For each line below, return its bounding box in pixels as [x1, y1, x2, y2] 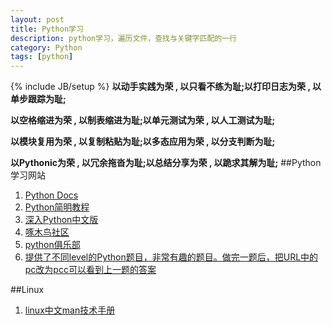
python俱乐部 [24, 239, 81, 251]
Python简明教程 [24, 201, 90, 213]
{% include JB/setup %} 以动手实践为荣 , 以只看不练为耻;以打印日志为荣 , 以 [10, 81, 322, 93]
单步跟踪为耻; [10, 93, 67, 105]
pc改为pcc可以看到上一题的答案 [24, 264, 157, 276]
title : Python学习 [10, 24, 84, 34]
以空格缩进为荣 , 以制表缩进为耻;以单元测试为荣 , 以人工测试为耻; [10, 114, 276, 126]
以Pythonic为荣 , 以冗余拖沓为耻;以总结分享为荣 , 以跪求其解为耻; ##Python [10, 157, 322, 169]
